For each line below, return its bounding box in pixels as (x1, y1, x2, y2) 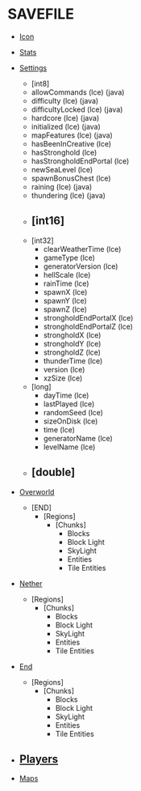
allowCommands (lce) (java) (31, 87, 125, 97)
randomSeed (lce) (43, 407, 104, 417)
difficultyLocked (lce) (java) (31, 104, 123, 114)
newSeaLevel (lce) (31, 164, 93, 174)
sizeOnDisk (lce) (43, 416, 98, 426)
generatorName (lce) (43, 433, 114, 443)
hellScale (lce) (43, 270, 91, 279)
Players (19, 752, 59, 766)
